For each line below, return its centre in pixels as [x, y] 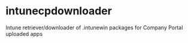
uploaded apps [24, 33]
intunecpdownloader [59, 11]
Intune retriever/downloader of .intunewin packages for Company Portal [94, 27]
